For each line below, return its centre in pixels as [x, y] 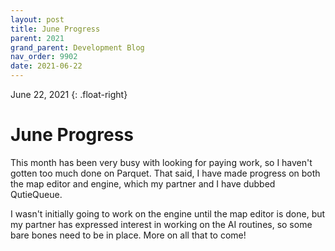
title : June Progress [55, 29]
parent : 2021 [37, 38]
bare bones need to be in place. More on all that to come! [128, 235]
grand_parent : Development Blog [77, 47]
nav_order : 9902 [44, 57]
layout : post [37, 19]
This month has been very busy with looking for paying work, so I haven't [161, 162]
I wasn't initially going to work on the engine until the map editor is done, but [168, 213]
